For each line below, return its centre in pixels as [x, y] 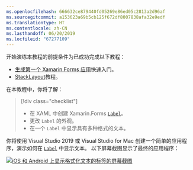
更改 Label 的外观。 [53, 121]
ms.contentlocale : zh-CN [37, 28]
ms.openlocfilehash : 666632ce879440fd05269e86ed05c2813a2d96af [86, 12]
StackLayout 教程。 [38, 77]
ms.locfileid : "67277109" [38, 39]
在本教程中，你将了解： [35, 89]
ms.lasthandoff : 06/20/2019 [41, 34]
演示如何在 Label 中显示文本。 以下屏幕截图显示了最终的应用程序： [98, 148]
